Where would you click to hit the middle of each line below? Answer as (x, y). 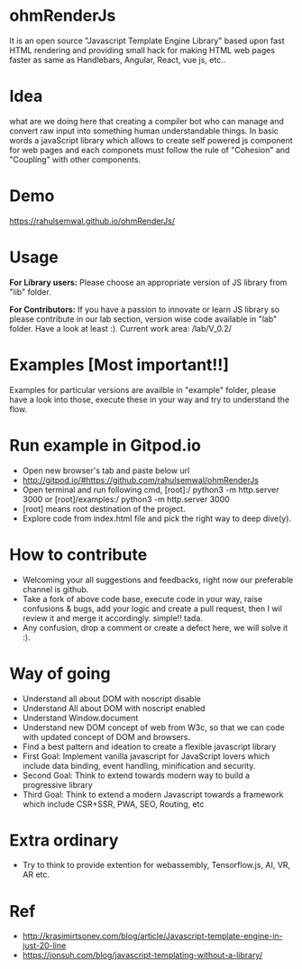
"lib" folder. (30, 292)
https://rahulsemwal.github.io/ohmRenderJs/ (92, 221)
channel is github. (55, 589)
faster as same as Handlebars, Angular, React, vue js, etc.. (118, 59)
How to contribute (78, 554)
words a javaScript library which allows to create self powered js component (151, 140)
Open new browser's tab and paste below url (106, 471)
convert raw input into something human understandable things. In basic (144, 131)
